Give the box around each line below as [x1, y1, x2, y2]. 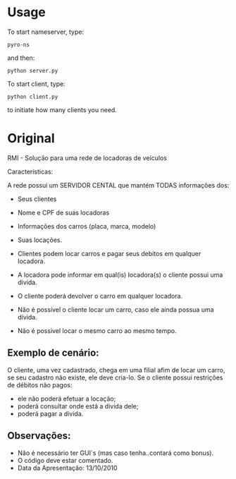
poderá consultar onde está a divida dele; [17, 401, 139, 410]
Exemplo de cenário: [7, 347, 100, 359]
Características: [7, 167, 54, 176]
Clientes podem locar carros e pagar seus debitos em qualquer [17, 249, 201, 257]
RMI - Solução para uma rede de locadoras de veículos [7, 153, 168, 162]
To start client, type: [7, 79, 66, 88]
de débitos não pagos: [7, 380, 73, 389]
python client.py [7, 93, 58, 100]
